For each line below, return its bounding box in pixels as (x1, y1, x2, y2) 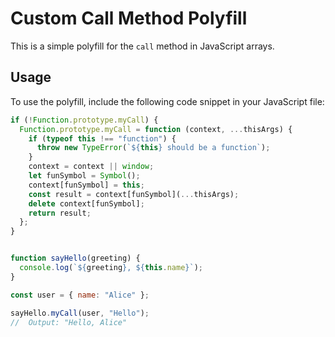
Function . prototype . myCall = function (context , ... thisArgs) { (19, 124, 293, 134)
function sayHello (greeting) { (10, 253, 141, 264)
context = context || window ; (28, 162, 155, 172)
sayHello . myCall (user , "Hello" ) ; (10, 308, 150, 318)
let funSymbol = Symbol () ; (28, 171, 141, 181)
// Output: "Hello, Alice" (10, 317, 128, 327)
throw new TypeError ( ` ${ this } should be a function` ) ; (36, 143, 271, 153)
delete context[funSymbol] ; (28, 198, 145, 209)
